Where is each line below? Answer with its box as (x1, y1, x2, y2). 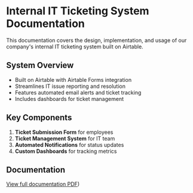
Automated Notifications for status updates (14, 141, 124, 148)
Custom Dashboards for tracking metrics (14, 148, 117, 155)
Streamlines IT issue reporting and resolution (14, 82, 125, 90)
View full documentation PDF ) (6, 180, 79, 188)
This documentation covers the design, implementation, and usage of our (6, 36, 187, 44)
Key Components (6, 112, 72, 123)
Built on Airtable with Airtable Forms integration (14, 76, 132, 83)
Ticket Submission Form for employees (14, 128, 114, 136)
